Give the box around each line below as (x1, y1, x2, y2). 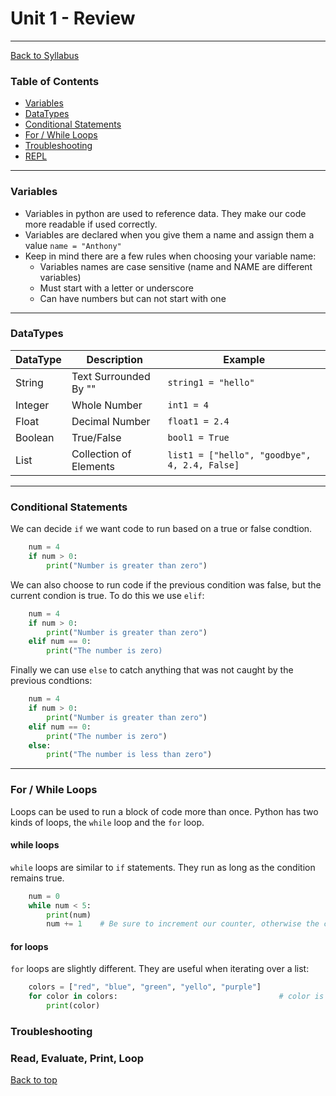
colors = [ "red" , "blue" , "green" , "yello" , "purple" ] (28, 982, 262, 992)
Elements (71, 459, 116, 473)
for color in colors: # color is (28, 992, 325, 1002)
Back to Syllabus (10, 49, 80, 61)
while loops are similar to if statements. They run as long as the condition (10, 861, 316, 873)
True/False (71, 430, 122, 444)
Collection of (71, 447, 132, 461)
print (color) (46, 1001, 101, 1011)
